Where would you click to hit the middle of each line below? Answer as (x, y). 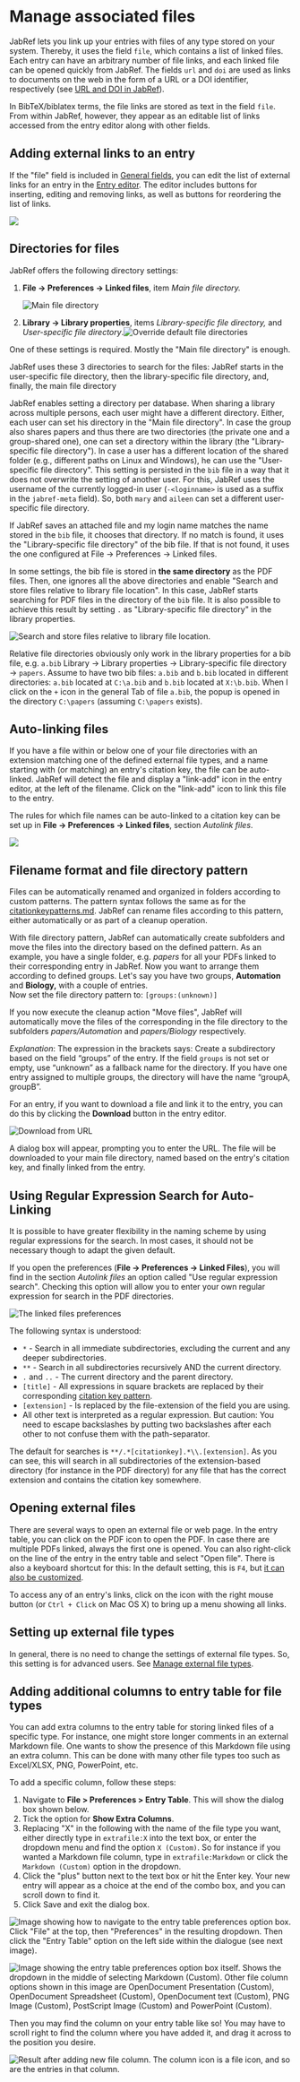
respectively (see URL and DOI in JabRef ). (87, 89)
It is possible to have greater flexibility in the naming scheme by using (138, 1231)
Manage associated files (102, 17)
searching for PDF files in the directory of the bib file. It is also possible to (145, 600)
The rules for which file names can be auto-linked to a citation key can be (145, 816)
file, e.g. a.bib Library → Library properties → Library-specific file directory (148, 663)
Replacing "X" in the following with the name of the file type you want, (152, 1828)
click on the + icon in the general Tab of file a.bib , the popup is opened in (145, 691)
